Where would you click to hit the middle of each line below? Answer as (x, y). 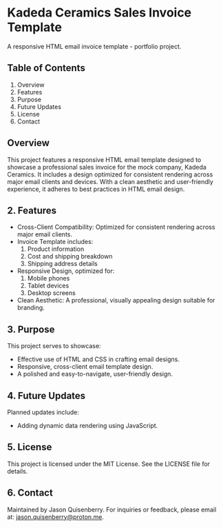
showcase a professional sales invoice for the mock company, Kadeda (107, 167)
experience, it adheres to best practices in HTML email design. (96, 189)
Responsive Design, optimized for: (66, 271)
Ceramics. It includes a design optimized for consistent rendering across (110, 174)
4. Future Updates (46, 395)
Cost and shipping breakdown (70, 256)
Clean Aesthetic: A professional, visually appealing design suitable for (116, 301)
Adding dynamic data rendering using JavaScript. (87, 426)
